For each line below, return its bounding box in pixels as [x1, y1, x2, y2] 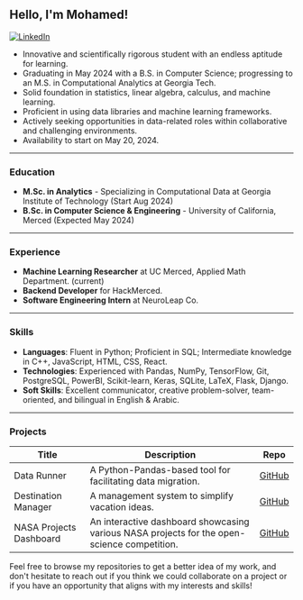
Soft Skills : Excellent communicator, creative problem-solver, [22, 385, 251, 395]
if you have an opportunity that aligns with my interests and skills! [9, 580, 252, 591]
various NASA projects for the [89, 527, 216, 539]
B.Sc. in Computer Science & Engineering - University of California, [22, 205, 277, 216]
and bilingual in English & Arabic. [58, 394, 180, 405]
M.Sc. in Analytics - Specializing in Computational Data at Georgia [22, 186, 271, 197]
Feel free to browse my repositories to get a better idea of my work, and [9, 561, 277, 571]
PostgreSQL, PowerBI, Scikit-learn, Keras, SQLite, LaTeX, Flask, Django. [22, 375, 289, 386]
